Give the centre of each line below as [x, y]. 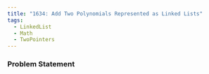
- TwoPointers [34, 40]
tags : [15, 20]
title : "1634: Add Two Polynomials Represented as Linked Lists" [105, 14]
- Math [23, 33]
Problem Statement [41, 64]
